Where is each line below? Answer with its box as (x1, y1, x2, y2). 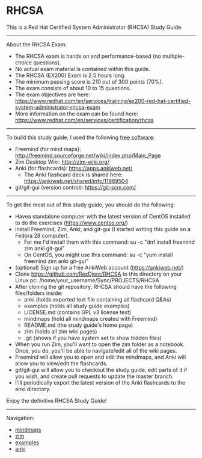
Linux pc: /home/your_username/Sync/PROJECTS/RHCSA (14, 276, 159, 283)
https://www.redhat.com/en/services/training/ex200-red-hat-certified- (14, 97, 191, 104)
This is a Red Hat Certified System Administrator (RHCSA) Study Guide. (6, 23, 183, 31)
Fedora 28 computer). (14, 232, 70, 239)
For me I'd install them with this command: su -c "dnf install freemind (23, 238, 195, 246)
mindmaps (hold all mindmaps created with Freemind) (23, 315, 158, 322)
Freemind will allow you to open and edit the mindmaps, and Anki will (14, 353, 186, 361)
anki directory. (14, 385, 51, 392)
